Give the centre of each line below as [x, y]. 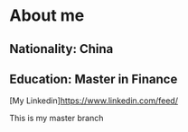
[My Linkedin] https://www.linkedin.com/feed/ [94, 101]
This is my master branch [56, 119]
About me [47, 16]
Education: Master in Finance [94, 79]
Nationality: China [61, 49]
